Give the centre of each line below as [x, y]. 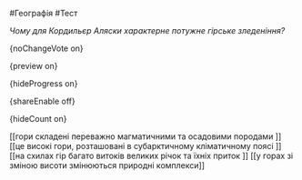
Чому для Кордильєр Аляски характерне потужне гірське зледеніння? [147, 30]
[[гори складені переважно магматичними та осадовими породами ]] [146, 136]
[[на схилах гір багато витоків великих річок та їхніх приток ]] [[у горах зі [151, 155]
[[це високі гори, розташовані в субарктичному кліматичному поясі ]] [146, 146]
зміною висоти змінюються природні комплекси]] [107, 165]
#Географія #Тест [44, 13]
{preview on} [34, 66]
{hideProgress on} [44, 84]
